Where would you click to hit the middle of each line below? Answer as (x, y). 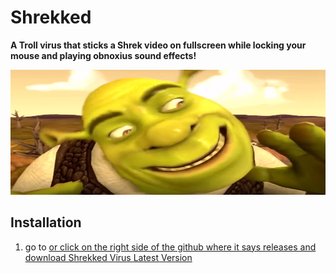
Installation (46, 222)
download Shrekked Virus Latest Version (108, 257)
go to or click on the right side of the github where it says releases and (170, 247)
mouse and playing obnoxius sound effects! (103, 55)
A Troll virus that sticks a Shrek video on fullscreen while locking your (158, 45)
